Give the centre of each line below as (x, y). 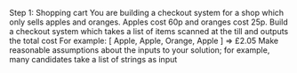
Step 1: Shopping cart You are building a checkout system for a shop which (147, 13)
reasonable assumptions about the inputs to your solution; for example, (140, 50)
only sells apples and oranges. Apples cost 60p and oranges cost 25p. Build (149, 22)
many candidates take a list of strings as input (93, 59)
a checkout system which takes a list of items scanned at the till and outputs (149, 31)
